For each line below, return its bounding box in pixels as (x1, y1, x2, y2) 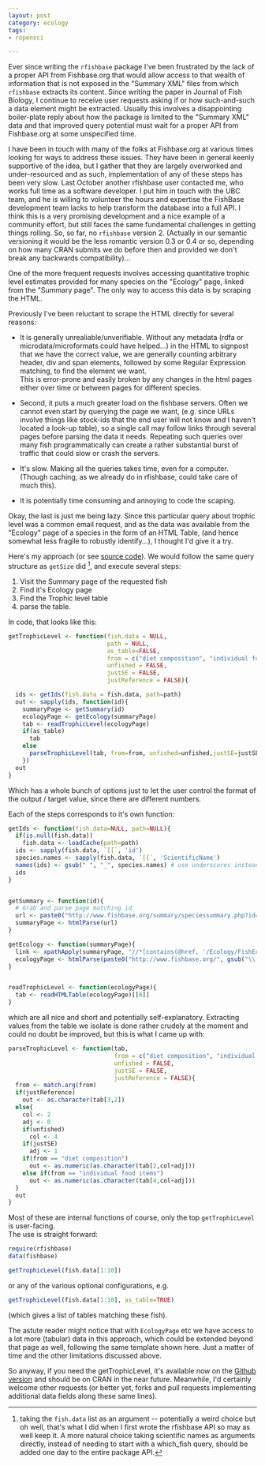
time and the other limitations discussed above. (8, 1351, 162, 1360)
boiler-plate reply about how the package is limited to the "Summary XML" (8, 112, 250, 122)
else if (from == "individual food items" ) (22, 1169, 164, 1177)
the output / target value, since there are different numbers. (8, 794, 201, 803)
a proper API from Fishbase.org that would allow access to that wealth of (8, 70, 245, 80)
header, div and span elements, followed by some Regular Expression (19, 358, 246, 368)
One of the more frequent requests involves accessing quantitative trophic (8, 269, 250, 278)
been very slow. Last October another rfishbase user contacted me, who (8, 178, 244, 188)
